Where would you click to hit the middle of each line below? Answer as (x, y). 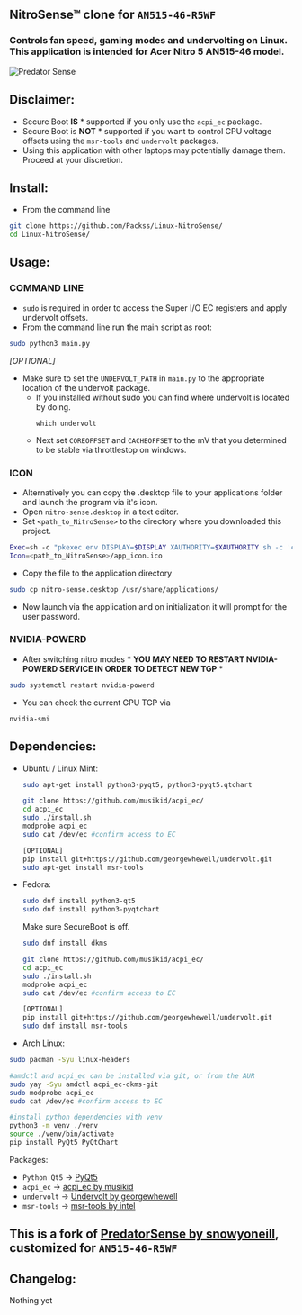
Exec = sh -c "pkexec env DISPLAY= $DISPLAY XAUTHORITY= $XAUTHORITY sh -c (146, 547)
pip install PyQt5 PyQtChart (64, 1143)
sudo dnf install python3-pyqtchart (91, 910)
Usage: (30, 263)
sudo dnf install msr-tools (75, 1026)
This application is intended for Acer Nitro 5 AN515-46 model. (147, 51)
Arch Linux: (44, 1043)
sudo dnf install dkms (65, 943)
